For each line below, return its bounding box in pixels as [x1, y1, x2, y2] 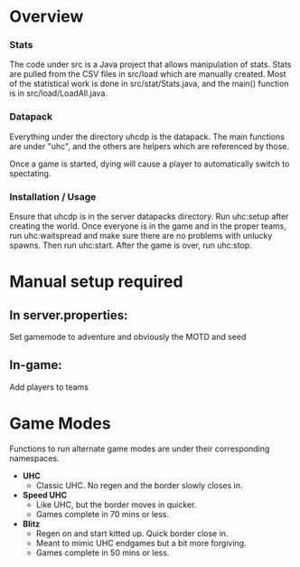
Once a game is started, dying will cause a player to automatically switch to [9, 158, 290, 169]
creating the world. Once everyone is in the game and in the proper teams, [9, 221, 287, 232]
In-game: [9, 357, 62, 373]
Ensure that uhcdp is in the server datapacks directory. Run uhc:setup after [9, 211, 289, 222]
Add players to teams [9, 382, 89, 392]
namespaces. [9, 452, 61, 463]
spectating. [9, 167, 52, 178]
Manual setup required [9, 271, 183, 292]
